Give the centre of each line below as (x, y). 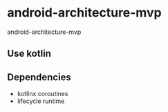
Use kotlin (29, 54)
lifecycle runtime (41, 101)
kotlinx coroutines (43, 94)
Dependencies (39, 77)
